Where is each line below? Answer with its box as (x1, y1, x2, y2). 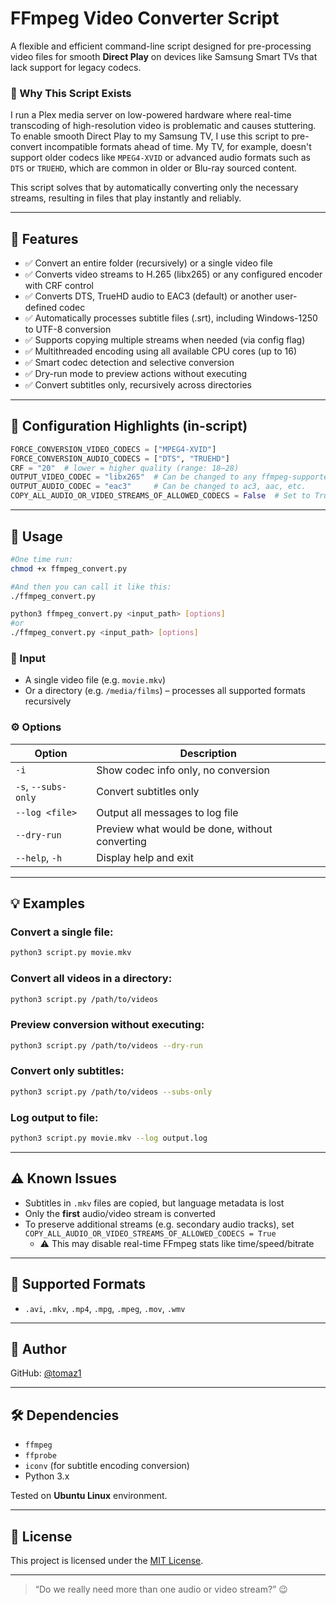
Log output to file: (10, 1110, 99, 1124)
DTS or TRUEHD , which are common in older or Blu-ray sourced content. (10, 162, 298, 174)
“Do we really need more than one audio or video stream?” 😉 (34, 1583, 288, 1595)
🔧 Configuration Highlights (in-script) (10, 418, 248, 435)
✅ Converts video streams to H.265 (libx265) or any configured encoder (24, 268, 323, 281)
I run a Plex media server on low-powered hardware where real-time (10, 109, 292, 121)
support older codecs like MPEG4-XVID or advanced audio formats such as (10, 152, 312, 164)
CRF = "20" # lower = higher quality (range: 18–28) (10, 463, 240, 473)
